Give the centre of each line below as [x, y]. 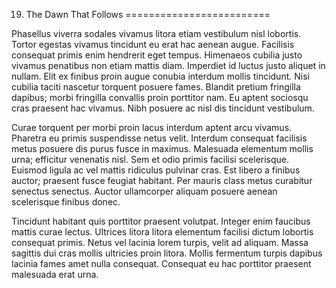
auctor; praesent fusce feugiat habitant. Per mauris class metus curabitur [162, 180]
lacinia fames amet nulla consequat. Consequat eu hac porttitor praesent [161, 263]
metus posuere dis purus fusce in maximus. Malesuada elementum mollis [162, 148]
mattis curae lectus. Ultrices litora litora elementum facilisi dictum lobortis [162, 232]
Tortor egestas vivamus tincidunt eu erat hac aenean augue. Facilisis [153, 44]
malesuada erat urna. [55, 274]
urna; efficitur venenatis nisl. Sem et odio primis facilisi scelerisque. [150, 159]
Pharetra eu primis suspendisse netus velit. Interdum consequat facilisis [159, 138]
